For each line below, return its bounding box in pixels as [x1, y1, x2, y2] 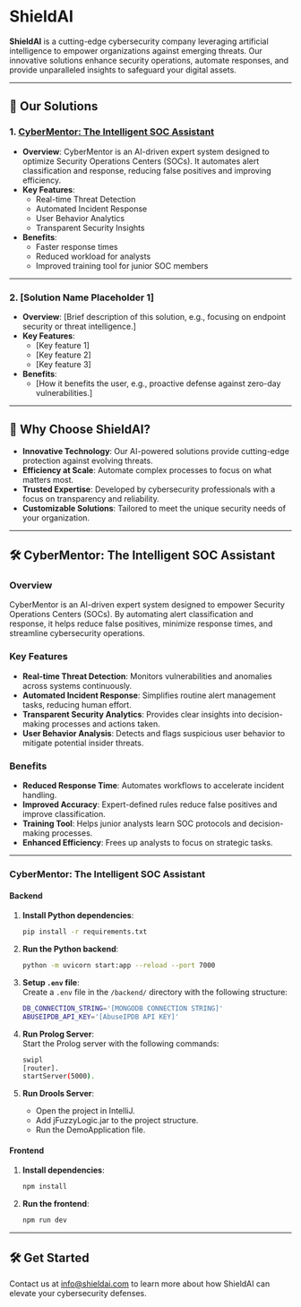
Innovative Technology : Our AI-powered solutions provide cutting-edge [21, 445, 289, 456]
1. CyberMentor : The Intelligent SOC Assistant [9, 125, 215, 138]
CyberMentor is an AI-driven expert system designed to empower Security [9, 599, 285, 610]
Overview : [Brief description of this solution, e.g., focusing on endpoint [21, 311, 287, 322]
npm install [21, 1182, 67, 1191]
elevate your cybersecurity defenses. [9, 1288, 147, 1299]
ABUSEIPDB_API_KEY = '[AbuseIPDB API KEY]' [21, 1012, 180, 1021]
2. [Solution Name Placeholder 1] [9, 291, 155, 304]
